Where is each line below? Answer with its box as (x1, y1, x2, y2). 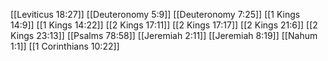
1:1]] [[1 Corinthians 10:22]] (10, 40, 120, 52)
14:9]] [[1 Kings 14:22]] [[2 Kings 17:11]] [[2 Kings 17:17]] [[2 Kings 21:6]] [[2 (10, 19, 318, 31)
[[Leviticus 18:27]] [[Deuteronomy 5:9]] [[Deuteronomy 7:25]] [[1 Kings (10, 9, 301, 20)
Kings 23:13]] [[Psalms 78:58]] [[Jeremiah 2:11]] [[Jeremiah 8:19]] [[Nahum (10, 30, 318, 41)
